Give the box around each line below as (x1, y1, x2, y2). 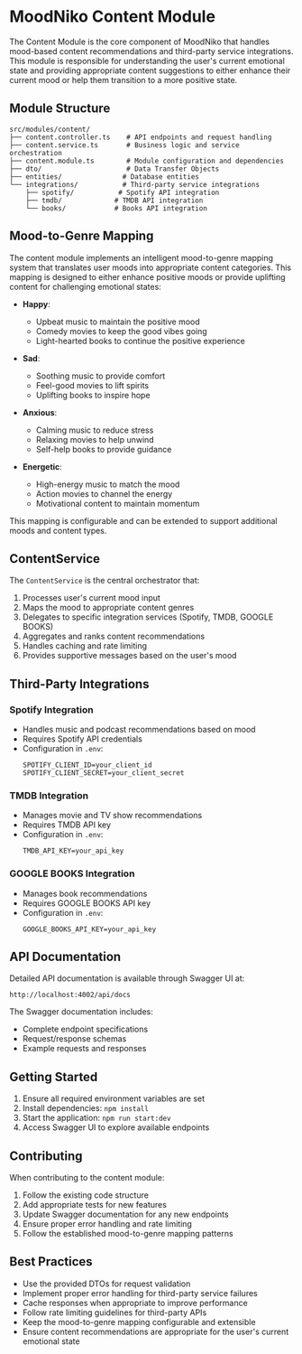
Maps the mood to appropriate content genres (22, 602, 195, 613)
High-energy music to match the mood (35, 479, 180, 490)
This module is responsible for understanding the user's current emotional (9, 55, 286, 66)
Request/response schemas (22, 1033, 127, 1044)
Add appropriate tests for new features (22, 1200, 167, 1210)
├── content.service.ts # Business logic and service (9, 140, 241, 150)
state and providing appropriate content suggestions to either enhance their (9, 65, 291, 76)
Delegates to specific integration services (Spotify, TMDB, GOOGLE (22, 612, 274, 622)
